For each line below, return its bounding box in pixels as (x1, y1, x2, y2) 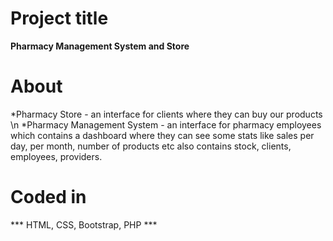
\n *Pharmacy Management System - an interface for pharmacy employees (10, 118, 322, 131)
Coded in (10, 186, 87, 209)
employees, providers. (10, 150, 103, 162)
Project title (10, 7, 109, 30)
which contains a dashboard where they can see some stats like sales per (10, 129, 315, 141)
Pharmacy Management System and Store (10, 40, 190, 52)
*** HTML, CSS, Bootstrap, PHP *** (10, 218, 158, 231)
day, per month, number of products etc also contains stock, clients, (10, 140, 292, 152)
